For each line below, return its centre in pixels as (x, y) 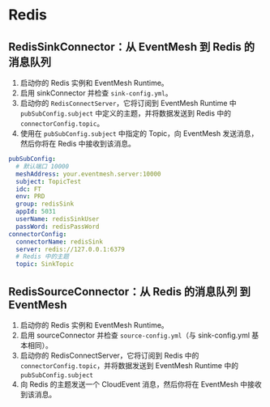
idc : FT (29, 189)
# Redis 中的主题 (43, 256)
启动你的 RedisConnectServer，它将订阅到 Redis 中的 (109, 355)
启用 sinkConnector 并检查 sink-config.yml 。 (96, 93)
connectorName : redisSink (60, 242)
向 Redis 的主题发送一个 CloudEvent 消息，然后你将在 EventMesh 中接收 (141, 384)
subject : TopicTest (49, 181)
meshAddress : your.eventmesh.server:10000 (88, 174)
